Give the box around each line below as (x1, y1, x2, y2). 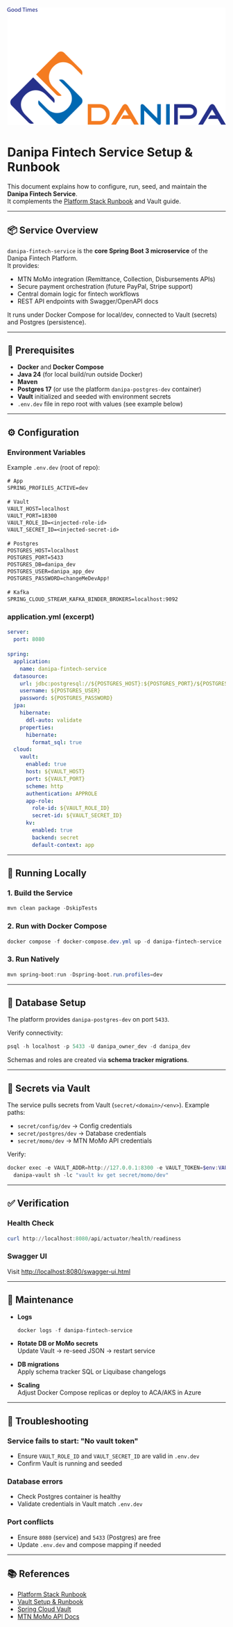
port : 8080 (13, 636, 45, 643)
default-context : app (32, 841, 95, 848)
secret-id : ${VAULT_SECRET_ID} (32, 812, 123, 819)
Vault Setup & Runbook (17, 1597, 84, 1605)
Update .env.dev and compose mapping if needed (17, 1540, 162, 1548)
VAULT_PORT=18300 (7, 512, 58, 520)
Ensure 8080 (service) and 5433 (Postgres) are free (17, 1533, 161, 1541)
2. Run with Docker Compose (7, 921, 107, 931)
